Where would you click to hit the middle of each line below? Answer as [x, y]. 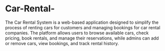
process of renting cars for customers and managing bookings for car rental [83, 27]
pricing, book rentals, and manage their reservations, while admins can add [82, 38]
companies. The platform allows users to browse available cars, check [77, 33]
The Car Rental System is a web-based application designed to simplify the [82, 22]
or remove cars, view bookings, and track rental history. [62, 43]
